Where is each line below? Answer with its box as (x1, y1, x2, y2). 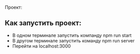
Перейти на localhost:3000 (12, 43, 71, 49)
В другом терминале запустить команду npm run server (12, 37, 135, 43)
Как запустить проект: (5, 19, 82, 27)
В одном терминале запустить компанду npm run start (12, 32, 132, 38)
